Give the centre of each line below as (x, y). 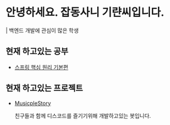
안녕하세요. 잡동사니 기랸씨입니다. (85, 12)
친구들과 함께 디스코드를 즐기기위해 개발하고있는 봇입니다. (83, 115)
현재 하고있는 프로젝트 (44, 88)
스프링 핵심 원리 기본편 (41, 67)
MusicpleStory (32, 103)
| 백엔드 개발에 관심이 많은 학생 (42, 30)
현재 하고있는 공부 (37, 51)
